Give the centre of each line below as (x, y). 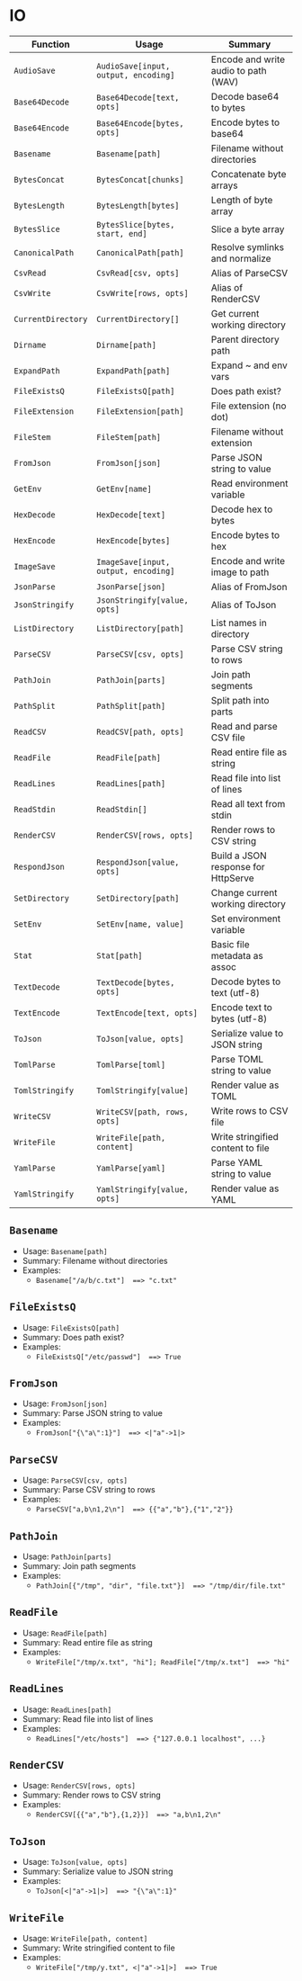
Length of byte (242, 200)
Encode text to (241, 1007)
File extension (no (249, 406)
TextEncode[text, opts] (147, 1013)
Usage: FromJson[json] (65, 1403)
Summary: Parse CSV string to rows (89, 1490)
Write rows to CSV (249, 1110)
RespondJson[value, (138, 862)
